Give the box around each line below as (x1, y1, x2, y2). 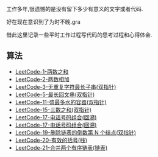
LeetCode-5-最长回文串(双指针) (15, 91, 95, 98)
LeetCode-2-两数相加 (15, 75, 70, 83)
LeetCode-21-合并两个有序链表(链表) (15, 144, 108, 151)
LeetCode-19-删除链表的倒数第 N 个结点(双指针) (15, 128, 136, 136)
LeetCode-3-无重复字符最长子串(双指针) (15, 83, 117, 90)
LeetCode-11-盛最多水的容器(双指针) (15, 98, 107, 105)
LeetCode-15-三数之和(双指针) (15, 106, 92, 113)
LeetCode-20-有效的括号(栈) (15, 136, 87, 144)
